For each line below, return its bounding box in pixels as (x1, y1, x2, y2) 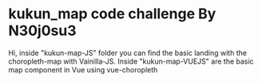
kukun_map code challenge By (8, 5, 216, 23)
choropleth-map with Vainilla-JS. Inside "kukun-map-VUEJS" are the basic (8, 57, 254, 66)
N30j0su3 (8, 21, 77, 40)
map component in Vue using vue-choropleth (8, 64, 158, 74)
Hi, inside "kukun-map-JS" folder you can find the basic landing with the (8, 48, 248, 57)
